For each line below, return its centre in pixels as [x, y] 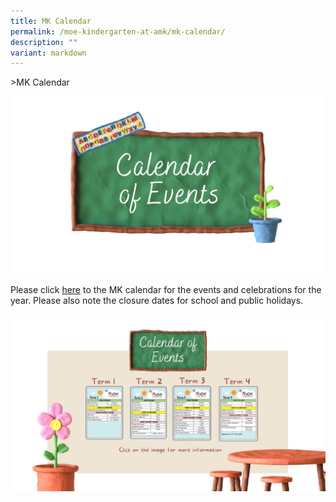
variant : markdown [48, 53]
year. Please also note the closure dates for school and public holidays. [157, 300]
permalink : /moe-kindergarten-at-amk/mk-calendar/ [118, 31]
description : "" [44, 42]
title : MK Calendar [51, 21]
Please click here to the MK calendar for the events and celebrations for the [166, 289]
